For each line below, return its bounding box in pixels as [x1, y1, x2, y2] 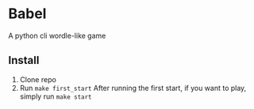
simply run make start [19, 92, 93, 101]
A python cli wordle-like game [8, 31, 106, 40]
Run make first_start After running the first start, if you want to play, [19, 83, 247, 92]
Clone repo [19, 74, 57, 84]
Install [8, 54, 40, 67]
